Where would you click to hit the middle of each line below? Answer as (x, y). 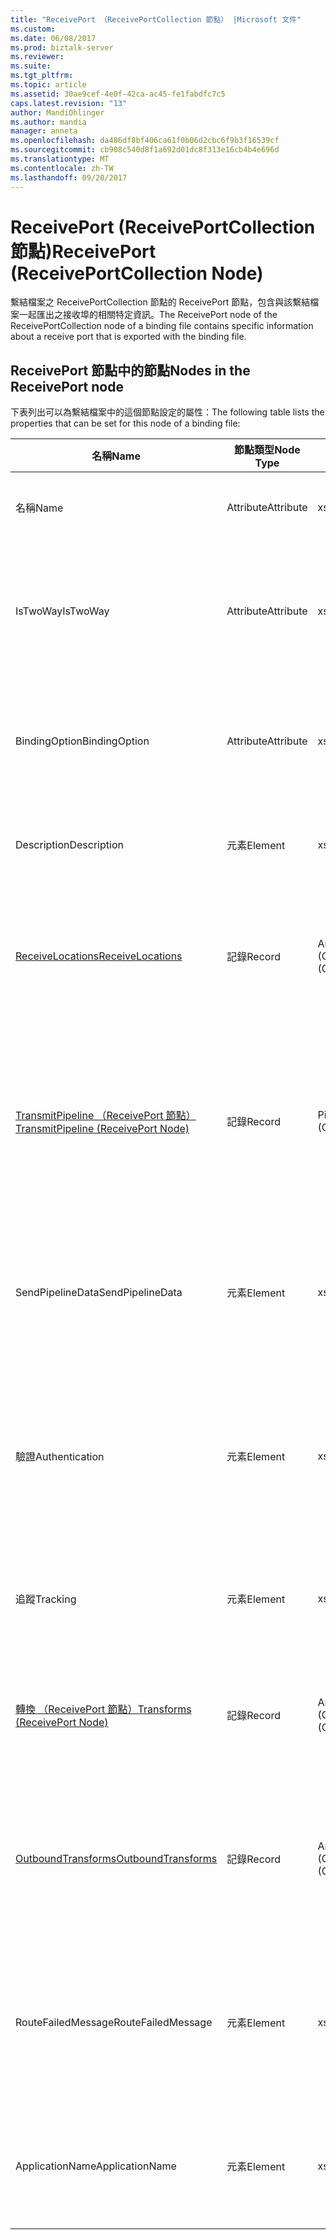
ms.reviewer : (37, 57)
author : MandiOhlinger (57, 112)
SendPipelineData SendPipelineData (99, 1293)
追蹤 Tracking (46, 1599)
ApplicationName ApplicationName (96, 2166)
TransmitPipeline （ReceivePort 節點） (106, 1116)
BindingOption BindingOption (82, 741)
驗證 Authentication (60, 1457)
